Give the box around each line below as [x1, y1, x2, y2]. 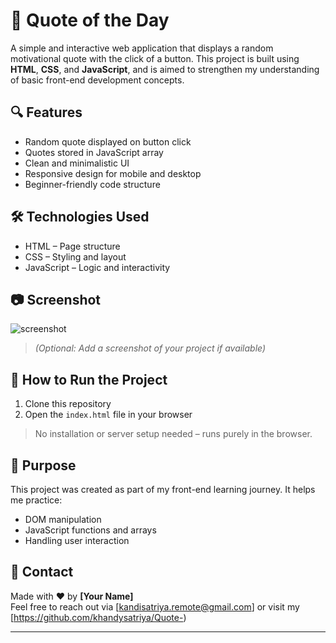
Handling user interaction [24, 535, 130, 546]
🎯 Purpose [10, 457, 77, 474]
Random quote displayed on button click [24, 135, 192, 148]
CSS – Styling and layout [24, 250, 127, 263]
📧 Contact [10, 564, 74, 581]
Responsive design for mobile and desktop [24, 167, 202, 179]
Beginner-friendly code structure [24, 178, 161, 190]
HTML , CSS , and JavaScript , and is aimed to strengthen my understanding [10, 63, 320, 75]
